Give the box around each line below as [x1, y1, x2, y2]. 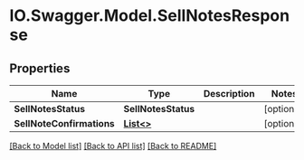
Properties [9, 61, 71, 76]
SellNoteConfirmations [14, 118, 115, 129]
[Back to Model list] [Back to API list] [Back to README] [9, 141, 217, 151]
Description [203, 88, 255, 99]
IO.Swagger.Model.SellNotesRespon [9, 5, 290, 26]
